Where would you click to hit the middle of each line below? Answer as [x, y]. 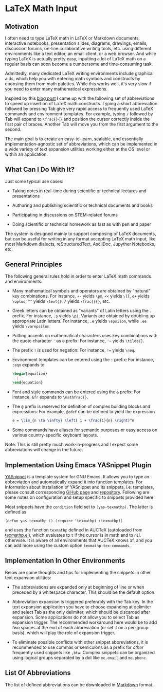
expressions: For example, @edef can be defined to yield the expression [83, 412]
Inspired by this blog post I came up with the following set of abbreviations [80, 98]
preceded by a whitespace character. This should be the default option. [84, 592]
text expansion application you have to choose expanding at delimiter [82, 607]
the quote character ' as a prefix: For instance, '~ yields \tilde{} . [78, 341]
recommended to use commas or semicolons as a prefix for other [78, 647]
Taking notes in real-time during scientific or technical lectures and [79, 191]
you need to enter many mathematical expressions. [56, 89]
